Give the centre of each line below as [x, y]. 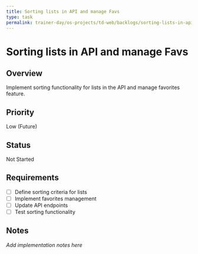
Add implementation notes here [44, 245]
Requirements [32, 178]
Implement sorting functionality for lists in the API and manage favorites [93, 88]
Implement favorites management [55, 199]
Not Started [20, 159]
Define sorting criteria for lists [51, 192]
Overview [24, 73]
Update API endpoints [41, 205]
